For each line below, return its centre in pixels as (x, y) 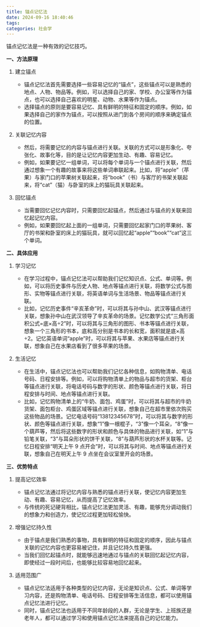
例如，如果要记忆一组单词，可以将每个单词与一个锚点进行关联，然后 (108, 162)
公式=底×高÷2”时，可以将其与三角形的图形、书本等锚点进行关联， (110, 324)
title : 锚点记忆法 (27, 12)
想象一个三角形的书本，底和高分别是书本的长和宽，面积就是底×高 (104, 331)
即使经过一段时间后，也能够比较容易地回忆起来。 (84, 563)
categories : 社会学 (29, 28)
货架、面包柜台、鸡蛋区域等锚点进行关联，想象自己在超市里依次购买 (108, 409)
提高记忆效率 (31, 480)
